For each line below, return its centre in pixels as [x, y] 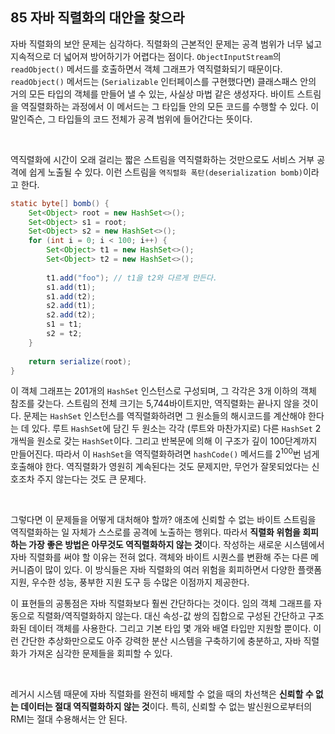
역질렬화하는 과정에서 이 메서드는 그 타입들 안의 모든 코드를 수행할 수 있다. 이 [170, 106]
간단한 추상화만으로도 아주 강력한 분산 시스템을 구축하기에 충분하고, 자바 [161, 641]
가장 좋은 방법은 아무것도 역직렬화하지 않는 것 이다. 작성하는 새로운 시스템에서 [176, 545]
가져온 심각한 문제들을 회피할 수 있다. [100, 654]
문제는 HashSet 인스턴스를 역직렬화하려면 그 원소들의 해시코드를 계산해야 [165, 416]
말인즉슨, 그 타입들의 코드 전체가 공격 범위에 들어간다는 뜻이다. [131, 119]
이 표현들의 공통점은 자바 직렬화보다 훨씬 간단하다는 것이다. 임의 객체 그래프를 [161, 604]
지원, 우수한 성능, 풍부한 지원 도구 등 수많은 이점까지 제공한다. [130, 582]
